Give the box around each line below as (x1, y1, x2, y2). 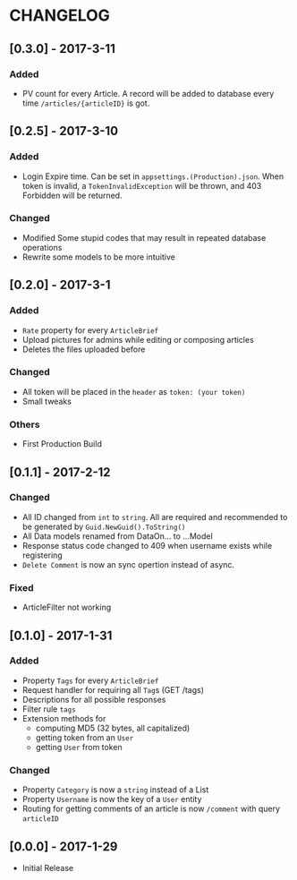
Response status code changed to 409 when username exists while (21, 540, 273, 551)
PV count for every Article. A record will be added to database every (21, 88, 275, 98)
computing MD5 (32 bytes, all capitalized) (35, 722, 191, 733)
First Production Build (21, 439, 103, 449)
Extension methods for (21, 713, 106, 723)
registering (21, 550, 63, 560)
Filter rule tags (21, 704, 76, 714)
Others (9, 418, 40, 431)
